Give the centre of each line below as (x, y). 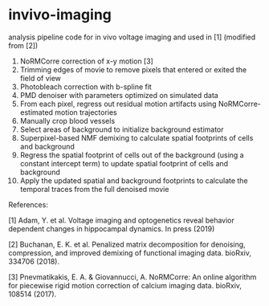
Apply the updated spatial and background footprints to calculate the (134, 180)
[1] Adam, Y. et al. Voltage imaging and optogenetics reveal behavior (122, 220)
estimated (37, 112)
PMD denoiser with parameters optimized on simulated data (119, 95)
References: (28, 204)
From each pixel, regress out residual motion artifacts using (118, 104)
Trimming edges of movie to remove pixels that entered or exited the (133, 69)
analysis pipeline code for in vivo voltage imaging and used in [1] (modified (132, 37)
